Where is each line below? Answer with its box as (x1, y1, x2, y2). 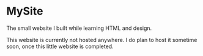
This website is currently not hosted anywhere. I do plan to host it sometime (6, 36, 197, 43)
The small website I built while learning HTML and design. (6, 24, 152, 32)
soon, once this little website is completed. (6, 43, 114, 50)
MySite (6, 4, 43, 18)
